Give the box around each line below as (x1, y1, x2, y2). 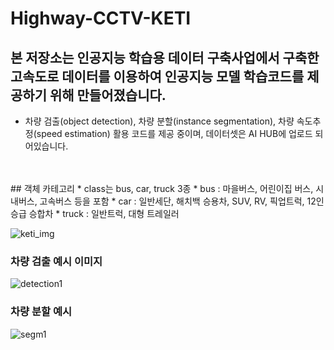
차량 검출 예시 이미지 (10, 254, 103, 268)
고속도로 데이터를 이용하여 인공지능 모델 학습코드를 (10, 68, 305, 85)
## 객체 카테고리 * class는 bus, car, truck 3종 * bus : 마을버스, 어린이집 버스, (10, 183, 314, 194)
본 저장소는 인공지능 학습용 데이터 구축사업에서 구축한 (10, 49, 320, 66)
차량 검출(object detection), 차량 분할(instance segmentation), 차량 (24, 115, 295, 127)
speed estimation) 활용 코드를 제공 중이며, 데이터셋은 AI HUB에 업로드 (36, 128, 313, 139)
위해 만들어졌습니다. (49, 87, 167, 104)
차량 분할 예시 (10, 305, 73, 319)
